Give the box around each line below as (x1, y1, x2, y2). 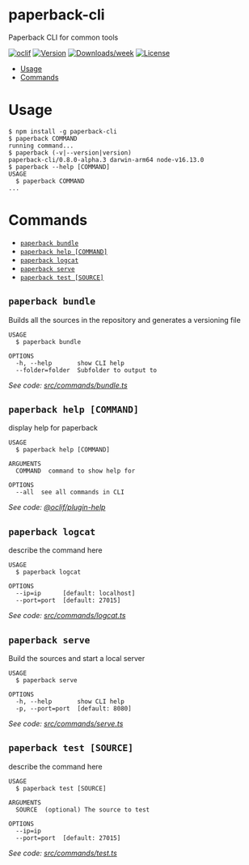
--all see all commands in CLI (15, 488, 125, 497)
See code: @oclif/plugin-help (8, 502, 106, 512)
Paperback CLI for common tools (8, 32, 119, 42)
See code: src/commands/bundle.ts (8, 380, 128, 390)
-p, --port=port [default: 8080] (15, 705, 132, 713)
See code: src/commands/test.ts (8, 848, 117, 858)
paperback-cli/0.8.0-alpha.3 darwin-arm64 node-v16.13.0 (8, 155, 205, 163)
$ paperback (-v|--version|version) (8, 148, 132, 157)
